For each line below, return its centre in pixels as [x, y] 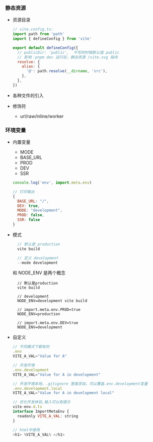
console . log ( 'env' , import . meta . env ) [52, 183]
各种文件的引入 [28, 95]
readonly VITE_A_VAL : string [48, 416]
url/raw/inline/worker [42, 116]
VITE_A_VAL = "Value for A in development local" [63, 393]
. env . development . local [37, 388]
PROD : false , [31, 215]
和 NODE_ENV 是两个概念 [39, 273]
